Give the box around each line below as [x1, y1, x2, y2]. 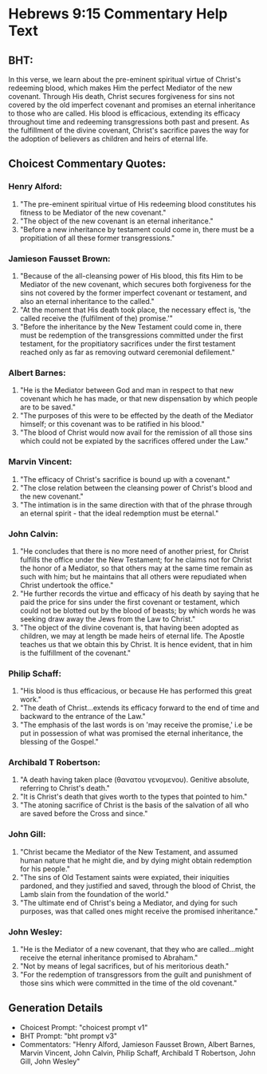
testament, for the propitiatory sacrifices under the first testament [19, 338, 236, 348]
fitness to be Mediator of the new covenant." [19, 207, 167, 217]
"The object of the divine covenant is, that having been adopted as [19, 622, 239, 632]
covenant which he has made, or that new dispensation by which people [19, 394, 257, 404]
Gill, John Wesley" [19, 1056, 80, 1066]
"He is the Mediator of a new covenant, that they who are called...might [19, 945, 254, 954]
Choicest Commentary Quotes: [8, 157, 167, 171]
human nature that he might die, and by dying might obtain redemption [19, 855, 253, 865]
